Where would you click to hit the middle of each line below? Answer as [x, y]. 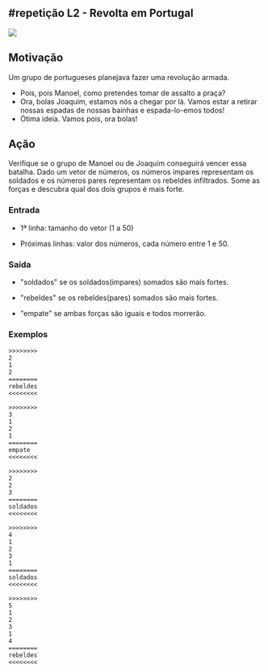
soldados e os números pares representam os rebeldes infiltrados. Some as [134, 180]
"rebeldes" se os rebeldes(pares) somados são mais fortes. [119, 298]
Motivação [36, 58]
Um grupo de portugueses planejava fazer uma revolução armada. [119, 77]
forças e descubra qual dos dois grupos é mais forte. [96, 189]
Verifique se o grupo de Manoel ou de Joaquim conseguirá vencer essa [128, 163]
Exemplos [28, 334]
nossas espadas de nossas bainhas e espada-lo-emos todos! [122, 110]
